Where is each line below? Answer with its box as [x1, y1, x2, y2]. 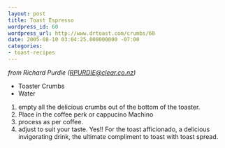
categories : [8, 43, 43, 50]
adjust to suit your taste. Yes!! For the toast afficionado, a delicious [17, 125, 210, 133]
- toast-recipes [8, 50, 55, 57]
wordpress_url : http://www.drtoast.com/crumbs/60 [8, 29, 156, 37]
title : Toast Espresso [8, 17, 74, 24]
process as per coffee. [17, 117, 83, 126]
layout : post [8, 10, 46, 17]
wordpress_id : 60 [8, 23, 59, 30]
